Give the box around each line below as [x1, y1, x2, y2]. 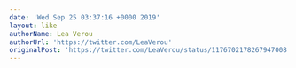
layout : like [9, 21, 58, 30]
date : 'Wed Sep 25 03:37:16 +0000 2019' [9, 12, 161, 22]
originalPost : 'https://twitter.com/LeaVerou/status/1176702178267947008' [9, 46, 292, 55]
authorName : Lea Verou [9, 29, 93, 38]
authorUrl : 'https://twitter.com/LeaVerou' [9, 37, 173, 47]
